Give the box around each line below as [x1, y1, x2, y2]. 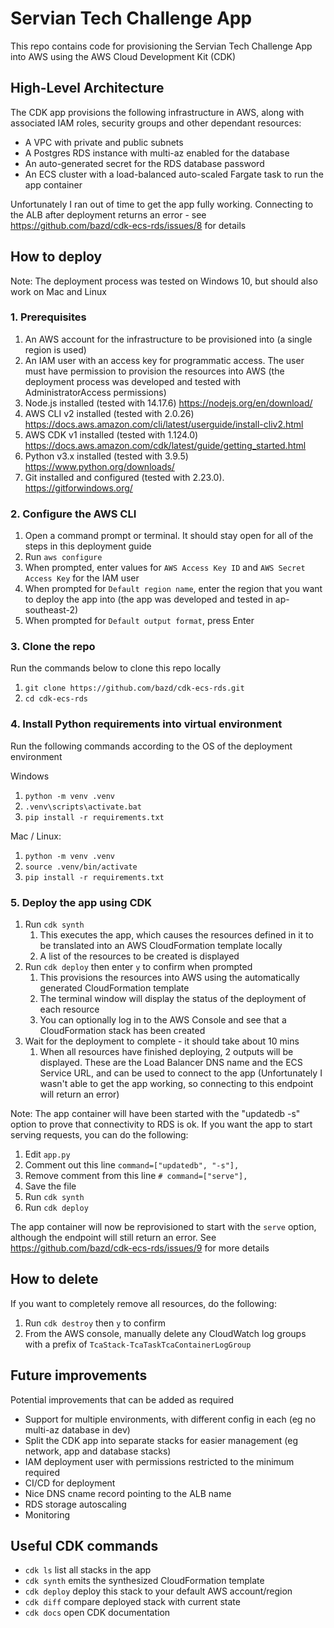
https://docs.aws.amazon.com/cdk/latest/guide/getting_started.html [24, 439, 307, 451]
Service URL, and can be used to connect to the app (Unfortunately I [39, 1067, 323, 1079]
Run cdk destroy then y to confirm [24, 1317, 167, 1329]
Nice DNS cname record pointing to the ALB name [24, 1487, 232, 1499]
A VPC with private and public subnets [24, 136, 184, 148]
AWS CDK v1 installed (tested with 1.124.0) [24, 428, 199, 441]
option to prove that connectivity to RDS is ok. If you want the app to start [10, 1118, 313, 1131]
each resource [39, 1003, 100, 1016]
